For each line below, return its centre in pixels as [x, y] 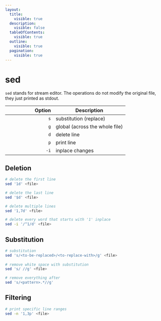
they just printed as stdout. [32, 98]
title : [16, 14]
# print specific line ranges [36, 309]
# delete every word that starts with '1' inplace [58, 220]
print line [66, 143]
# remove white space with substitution [47, 265]
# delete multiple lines [30, 206]
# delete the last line [29, 193]
